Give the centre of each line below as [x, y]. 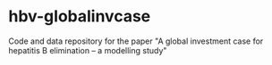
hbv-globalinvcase [80, 16]
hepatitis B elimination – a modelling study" [88, 50]
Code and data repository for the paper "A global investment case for [136, 41]
